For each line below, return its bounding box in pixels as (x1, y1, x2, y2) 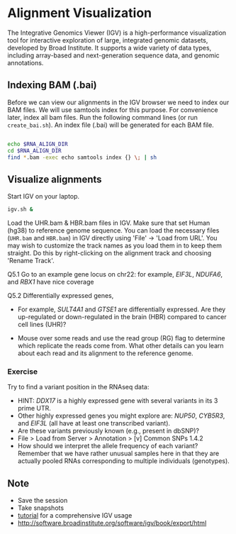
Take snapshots (17, 504, 64, 512)
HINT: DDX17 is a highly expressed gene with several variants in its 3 (17, 396, 218, 405)
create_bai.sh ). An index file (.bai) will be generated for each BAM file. (7, 121, 214, 129)
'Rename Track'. (7, 257, 55, 265)
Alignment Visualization (7, 5, 152, 21)
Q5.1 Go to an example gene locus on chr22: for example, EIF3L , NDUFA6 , (7, 270, 223, 279)
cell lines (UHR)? (17, 321, 67, 329)
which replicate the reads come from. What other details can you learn (17, 342, 225, 350)
